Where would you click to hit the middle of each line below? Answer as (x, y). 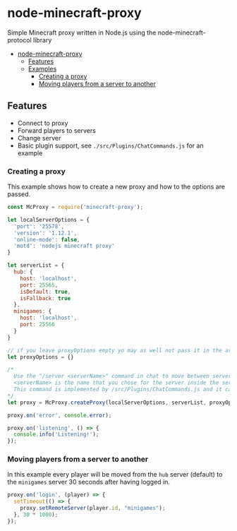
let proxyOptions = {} (41, 357)
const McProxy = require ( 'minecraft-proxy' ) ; (75, 207)
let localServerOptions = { (49, 220)
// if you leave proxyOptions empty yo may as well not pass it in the (115, 350)
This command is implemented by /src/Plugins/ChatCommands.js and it (118, 390)
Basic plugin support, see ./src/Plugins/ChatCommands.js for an (110, 145)
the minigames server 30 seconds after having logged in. (89, 482)
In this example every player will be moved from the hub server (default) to (115, 475)
